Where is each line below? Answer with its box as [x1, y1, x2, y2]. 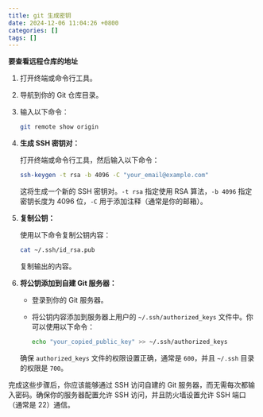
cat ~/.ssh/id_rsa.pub [19, 246, 95, 254]
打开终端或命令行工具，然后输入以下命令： [19, 156, 160, 165]
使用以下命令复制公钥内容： [19, 230, 111, 239]
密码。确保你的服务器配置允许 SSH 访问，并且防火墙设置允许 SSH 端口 [14, 390, 246, 400]
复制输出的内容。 [19, 261, 76, 271]
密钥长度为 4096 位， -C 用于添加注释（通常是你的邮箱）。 [19, 196, 208, 206]
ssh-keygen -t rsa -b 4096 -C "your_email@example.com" [19, 172, 209, 180]
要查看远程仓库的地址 [8, 56, 78, 66]
